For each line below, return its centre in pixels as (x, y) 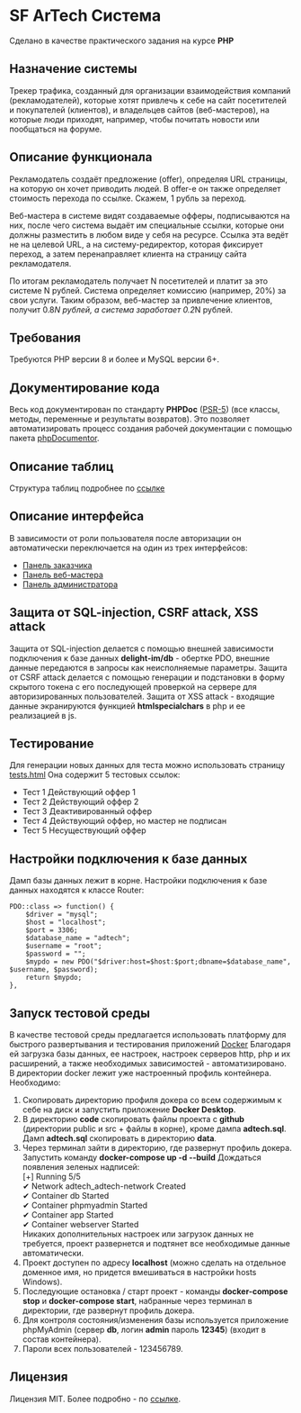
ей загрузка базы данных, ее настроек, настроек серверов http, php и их (150, 1054)
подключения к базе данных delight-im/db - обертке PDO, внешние (140, 657)
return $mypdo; (54, 978)
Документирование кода (84, 388)
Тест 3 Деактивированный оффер (87, 811)
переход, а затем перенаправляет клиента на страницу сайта (128, 254)
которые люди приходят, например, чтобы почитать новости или (134, 119)
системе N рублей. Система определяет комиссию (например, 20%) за (148, 290)
